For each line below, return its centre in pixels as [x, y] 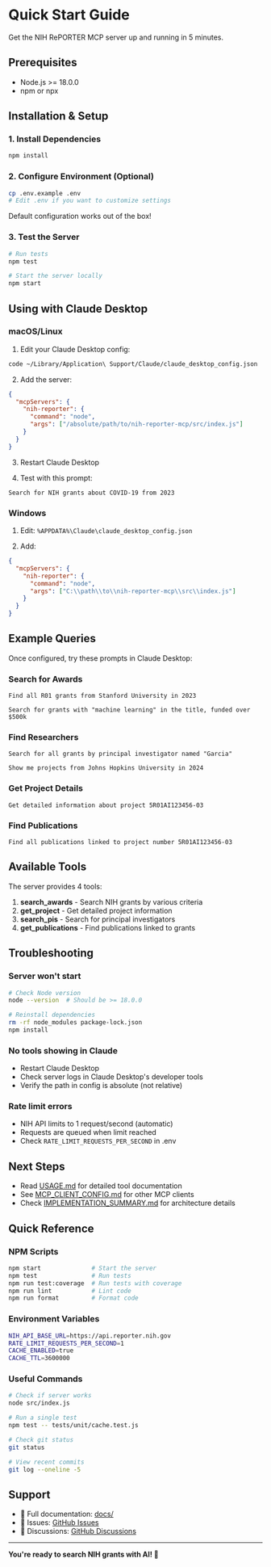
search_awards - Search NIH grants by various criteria [111, 901]
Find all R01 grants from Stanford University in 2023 [102, 696]
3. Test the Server [44, 237]
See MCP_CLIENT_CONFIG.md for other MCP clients [107, 1195]
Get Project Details [46, 788]
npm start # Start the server [83, 1268]
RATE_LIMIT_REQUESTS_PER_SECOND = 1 [67, 1343]
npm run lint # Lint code [70, 1291]
